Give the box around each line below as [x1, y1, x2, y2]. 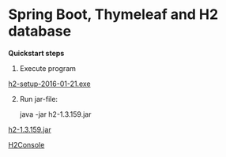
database [8, 22, 72, 40]
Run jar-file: [19, 94, 58, 103]
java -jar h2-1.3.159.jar [19, 109, 92, 119]
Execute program [19, 63, 77, 73]
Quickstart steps [8, 48, 65, 58]
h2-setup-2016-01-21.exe [8, 79, 91, 88]
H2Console [8, 140, 45, 149]
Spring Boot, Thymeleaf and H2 [8, 6, 219, 24]
